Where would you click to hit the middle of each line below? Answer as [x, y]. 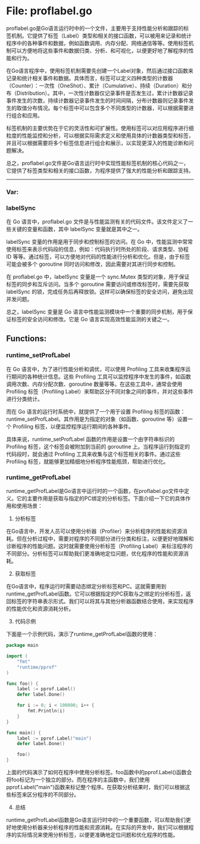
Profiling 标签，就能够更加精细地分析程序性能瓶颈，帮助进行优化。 [87, 461]
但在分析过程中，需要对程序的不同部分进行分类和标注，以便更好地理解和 [105, 539]
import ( [17, 656]
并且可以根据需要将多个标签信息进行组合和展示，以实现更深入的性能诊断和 [97, 143]
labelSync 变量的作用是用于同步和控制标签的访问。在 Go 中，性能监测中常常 [100, 242]
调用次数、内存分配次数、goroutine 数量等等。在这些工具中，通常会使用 [94, 384]
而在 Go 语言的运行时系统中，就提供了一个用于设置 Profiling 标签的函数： [96, 411]
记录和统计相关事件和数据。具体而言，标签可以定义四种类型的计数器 [90, 78]
